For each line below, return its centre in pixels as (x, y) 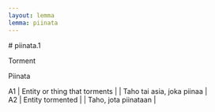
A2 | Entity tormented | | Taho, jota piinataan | (82, 99)
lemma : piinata (33, 23)
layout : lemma (32, 15)
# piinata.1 (25, 45)
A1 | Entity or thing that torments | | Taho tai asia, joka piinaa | (108, 91)
